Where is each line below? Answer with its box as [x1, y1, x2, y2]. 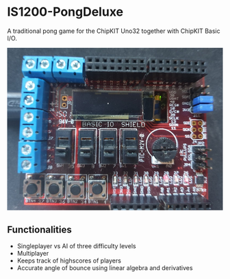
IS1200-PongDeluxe [7, 4, 124, 20]
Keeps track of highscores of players [16, 256, 122, 265]
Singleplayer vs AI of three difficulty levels [16, 242, 136, 250]
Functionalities [7, 223, 72, 235]
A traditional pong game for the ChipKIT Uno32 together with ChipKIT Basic [7, 27, 220, 35]
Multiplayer [16, 250, 49, 257]
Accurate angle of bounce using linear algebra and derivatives [16, 264, 193, 271]
